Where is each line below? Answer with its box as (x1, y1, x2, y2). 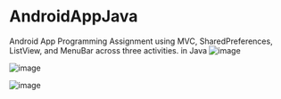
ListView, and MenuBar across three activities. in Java (9, 45, 208, 55)
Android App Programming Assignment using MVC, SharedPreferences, (9, 36, 274, 46)
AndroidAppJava (9, 6, 138, 27)
